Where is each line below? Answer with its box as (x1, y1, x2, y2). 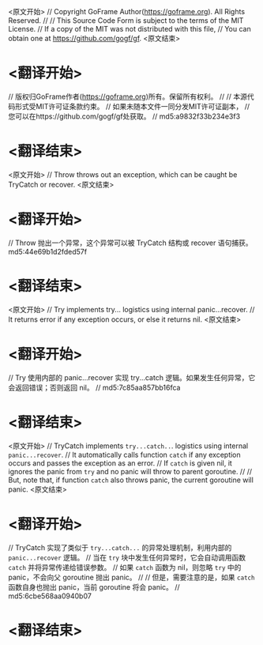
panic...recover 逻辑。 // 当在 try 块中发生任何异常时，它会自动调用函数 (8, 553, 246, 562)
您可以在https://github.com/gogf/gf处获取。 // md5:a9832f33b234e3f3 (8, 111, 241, 121)
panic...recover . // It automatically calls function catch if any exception (8, 450, 241, 459)
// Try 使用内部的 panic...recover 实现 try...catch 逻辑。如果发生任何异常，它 (8, 372, 256, 382)
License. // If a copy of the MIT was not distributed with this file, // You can (8, 25, 251, 33)
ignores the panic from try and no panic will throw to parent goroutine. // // (8, 466, 253, 476)
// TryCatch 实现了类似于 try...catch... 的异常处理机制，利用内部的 (8, 542, 232, 552)
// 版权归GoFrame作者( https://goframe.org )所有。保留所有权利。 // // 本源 (8, 92, 247, 101)
